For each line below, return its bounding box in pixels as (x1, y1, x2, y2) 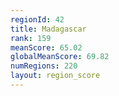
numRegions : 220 (10, 61, 78, 71)
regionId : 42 (10, 14, 65, 25)
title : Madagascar (10, 24, 87, 34)
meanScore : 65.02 (10, 42, 83, 53)
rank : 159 (10, 33, 52, 43)
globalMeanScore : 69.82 (10, 52, 110, 62)
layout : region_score (10, 71, 101, 81)
